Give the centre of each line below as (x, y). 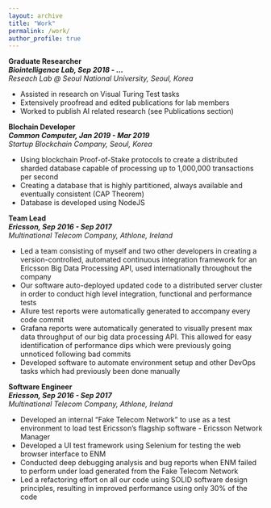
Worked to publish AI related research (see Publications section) (127, 111)
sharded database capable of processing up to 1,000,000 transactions (137, 168)
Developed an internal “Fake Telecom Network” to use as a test (125, 420)
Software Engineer (40, 387)
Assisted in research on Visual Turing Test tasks (100, 94)
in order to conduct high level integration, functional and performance (136, 294)
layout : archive (35, 16)
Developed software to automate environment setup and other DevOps (138, 363)
